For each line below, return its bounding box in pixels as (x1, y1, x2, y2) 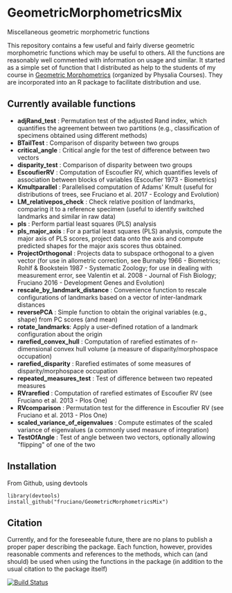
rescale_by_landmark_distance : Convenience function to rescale (17, 285, 207, 294)
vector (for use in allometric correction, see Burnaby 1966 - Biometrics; (17, 256, 221, 265)
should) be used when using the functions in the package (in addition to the (7, 558, 223, 566)
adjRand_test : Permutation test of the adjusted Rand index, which (17, 116, 207, 125)
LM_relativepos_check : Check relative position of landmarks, (17, 197, 195, 206)
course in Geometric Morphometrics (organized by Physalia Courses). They (7, 71, 223, 79)
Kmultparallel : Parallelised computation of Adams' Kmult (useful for (17, 182, 213, 191)
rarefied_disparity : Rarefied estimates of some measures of (17, 359, 192, 368)
